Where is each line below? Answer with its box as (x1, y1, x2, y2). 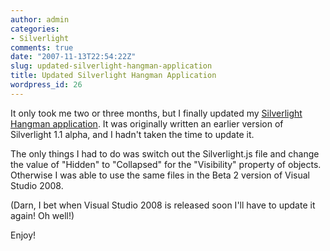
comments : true (10, 42, 74, 53)
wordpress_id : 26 (10, 80, 83, 90)
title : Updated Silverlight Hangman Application (10, 71, 217, 81)
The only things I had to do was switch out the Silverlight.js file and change (10, 147, 320, 160)
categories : (10, 24, 60, 34)
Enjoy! (10, 229, 37, 241)
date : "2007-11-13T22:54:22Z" (10, 52, 137, 62)
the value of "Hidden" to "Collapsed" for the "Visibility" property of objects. (10, 158, 322, 170)
